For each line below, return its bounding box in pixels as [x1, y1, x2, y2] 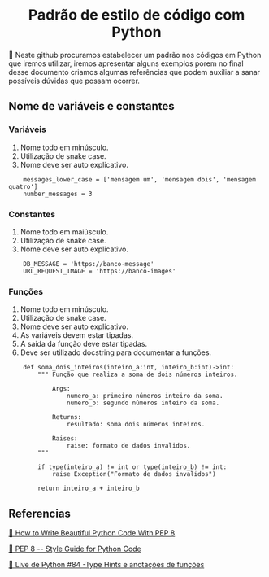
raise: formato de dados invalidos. [66, 442, 191, 450]
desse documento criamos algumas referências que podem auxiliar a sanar [8, 67, 261, 76]
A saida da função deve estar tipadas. [20, 339, 148, 349]
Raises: [51, 435, 79, 443]
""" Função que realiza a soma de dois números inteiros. [37, 370, 238, 379]
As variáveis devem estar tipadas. [20, 330, 134, 340]
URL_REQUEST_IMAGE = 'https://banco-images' [23, 267, 176, 275]
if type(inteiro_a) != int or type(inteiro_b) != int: [37, 463, 228, 471]
